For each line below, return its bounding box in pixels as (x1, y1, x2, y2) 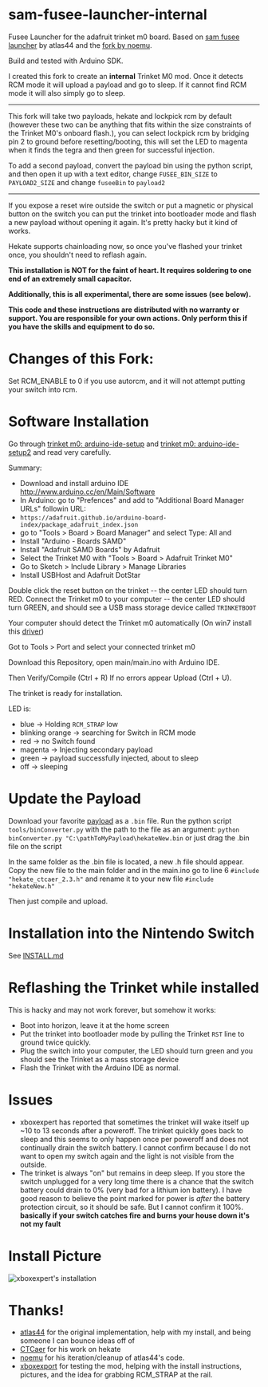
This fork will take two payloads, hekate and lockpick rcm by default (8, 111, 232, 121)
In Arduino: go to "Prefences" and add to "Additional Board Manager (19, 495, 245, 504)
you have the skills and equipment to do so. (8, 322, 156, 331)
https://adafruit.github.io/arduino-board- (19, 513, 167, 522)
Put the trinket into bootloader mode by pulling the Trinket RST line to (19, 1029, 245, 1038)
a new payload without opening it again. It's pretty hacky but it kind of (8, 217, 238, 227)
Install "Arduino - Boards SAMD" (19, 536, 127, 546)
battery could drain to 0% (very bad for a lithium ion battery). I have (19, 1185, 242, 1195)
